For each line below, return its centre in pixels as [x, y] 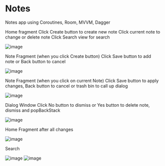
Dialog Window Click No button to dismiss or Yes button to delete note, [78, 105]
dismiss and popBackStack [33, 110]
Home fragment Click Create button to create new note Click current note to [83, 32]
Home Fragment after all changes [39, 129]
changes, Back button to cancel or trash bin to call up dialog [66, 86]
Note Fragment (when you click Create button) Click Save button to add [78, 56]
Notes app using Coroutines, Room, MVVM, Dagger [58, 22]
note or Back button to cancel [35, 61]
